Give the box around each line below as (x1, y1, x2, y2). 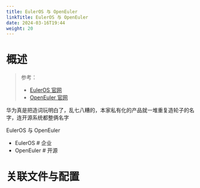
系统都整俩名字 (32, 114, 69, 121)
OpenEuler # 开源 (14, 147, 58, 154)
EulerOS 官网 (29, 87, 62, 94)
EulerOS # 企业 (14, 140, 52, 147)
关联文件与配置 (6, 170, 80, 184)
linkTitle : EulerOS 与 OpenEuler (6, 14, 88, 20)
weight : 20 (6, 25, 33, 32)
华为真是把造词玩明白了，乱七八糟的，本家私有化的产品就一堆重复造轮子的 (6, 107, 189, 114)
